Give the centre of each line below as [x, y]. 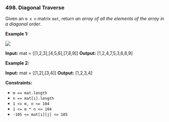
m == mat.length [30, 93]
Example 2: [17, 63]
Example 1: [17, 34]
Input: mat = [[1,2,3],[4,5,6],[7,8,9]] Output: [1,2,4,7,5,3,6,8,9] [69, 53]
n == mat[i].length [33, 99]
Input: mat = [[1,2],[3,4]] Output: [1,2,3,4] [49, 73]
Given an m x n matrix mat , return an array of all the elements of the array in [85, 19]
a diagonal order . [23, 24]
